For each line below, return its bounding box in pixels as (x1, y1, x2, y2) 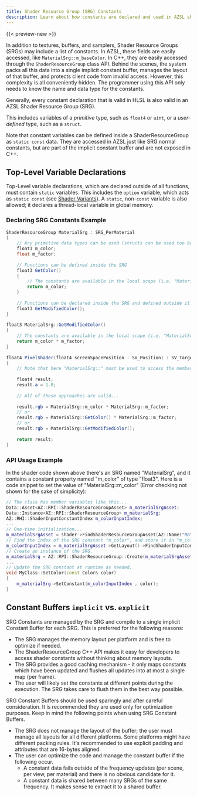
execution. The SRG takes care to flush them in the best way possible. (14, 685, 184, 692)
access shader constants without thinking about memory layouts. (14, 654, 173, 661)
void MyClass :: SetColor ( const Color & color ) (6, 570, 117, 576)
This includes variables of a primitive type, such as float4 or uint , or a (6, 114, 177, 121)
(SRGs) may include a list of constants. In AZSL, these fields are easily (6, 47, 176, 55)
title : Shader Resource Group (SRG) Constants (6, 8, 122, 15)
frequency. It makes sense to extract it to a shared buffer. (23, 783, 162, 790)
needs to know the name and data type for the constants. (6, 85, 145, 92)
